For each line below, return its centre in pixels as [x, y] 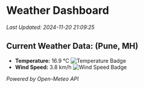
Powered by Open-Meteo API [43, 78]
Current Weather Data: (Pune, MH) [72, 46]
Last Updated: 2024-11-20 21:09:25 [51, 27]
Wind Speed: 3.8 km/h [43, 67]
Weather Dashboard [58, 11]
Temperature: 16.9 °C [42, 60]
